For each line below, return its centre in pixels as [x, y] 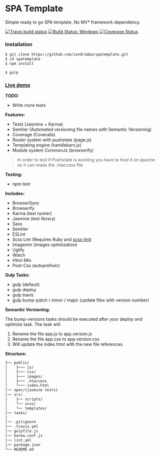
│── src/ [14, 395]
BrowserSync [26, 203]
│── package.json [23, 445]
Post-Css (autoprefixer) [36, 266]
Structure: [16, 354]
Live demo [18, 85]
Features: [15, 115]
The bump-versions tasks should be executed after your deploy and [74, 319]
